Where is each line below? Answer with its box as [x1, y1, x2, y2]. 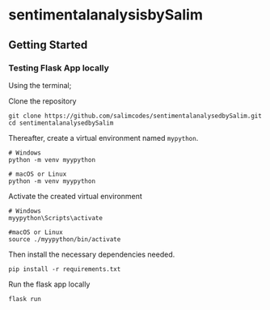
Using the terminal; [8, 80, 72, 90]
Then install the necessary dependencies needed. [8, 249, 175, 259]
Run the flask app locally [8, 279, 91, 289]
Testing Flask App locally [8, 62, 109, 74]
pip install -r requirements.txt [8, 265, 121, 273]
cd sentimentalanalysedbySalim [8, 119, 114, 127]
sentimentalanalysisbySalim [8, 6, 204, 24]
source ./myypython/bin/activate [8, 235, 121, 244]
